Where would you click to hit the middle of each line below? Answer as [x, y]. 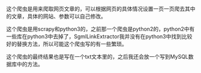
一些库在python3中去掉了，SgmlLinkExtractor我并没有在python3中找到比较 [99, 36]
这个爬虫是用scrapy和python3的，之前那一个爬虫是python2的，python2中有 [100, 29]
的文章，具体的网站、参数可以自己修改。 [56, 16]
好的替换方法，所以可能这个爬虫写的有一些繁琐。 [67, 44]
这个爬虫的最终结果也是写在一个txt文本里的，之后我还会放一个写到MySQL [97, 57]
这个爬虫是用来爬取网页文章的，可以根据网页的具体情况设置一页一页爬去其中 [101, 9]
